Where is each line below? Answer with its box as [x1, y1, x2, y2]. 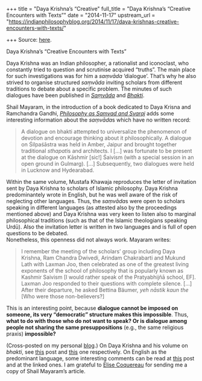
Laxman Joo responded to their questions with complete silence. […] [21, 280, 192, 287]
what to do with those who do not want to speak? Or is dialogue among [6, 317, 188, 324]
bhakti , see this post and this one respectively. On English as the [6, 348, 167, 356]
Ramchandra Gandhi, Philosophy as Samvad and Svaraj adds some [6, 110, 174, 117]
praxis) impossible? [6, 330, 56, 337]
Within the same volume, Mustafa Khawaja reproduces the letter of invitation [6, 178, 197, 185]
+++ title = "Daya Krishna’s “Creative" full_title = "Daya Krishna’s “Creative [6, 5, 191, 12]
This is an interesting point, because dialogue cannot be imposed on [6, 305, 178, 311]
